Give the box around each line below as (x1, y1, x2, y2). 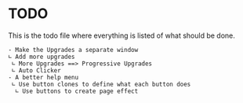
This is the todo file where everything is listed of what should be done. (8, 31, 235, 40)
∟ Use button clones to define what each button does (11, 80, 191, 88)
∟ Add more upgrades (8, 53, 76, 61)
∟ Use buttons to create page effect (15, 87, 139, 95)
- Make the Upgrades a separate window (8, 46, 139, 53)
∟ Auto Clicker (11, 66, 61, 75)
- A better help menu (8, 73, 79, 81)
